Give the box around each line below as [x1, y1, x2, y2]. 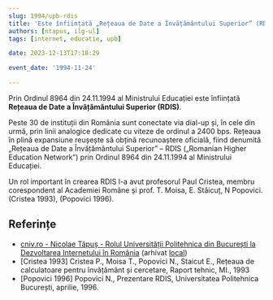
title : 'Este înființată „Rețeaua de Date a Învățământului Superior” [8, 20, 253, 28]
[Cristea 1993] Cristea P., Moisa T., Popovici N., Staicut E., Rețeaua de [19, 256, 254, 266]
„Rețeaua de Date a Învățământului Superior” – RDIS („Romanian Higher [8, 144, 247, 153]
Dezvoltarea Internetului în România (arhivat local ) [19, 247, 188, 257]
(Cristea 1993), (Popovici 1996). [8, 194, 115, 203]
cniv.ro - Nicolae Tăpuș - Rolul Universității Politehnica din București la [19, 239, 256, 249]
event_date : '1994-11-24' [8, 64, 96, 72]
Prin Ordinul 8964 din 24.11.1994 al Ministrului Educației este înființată [8, 93, 240, 102]
